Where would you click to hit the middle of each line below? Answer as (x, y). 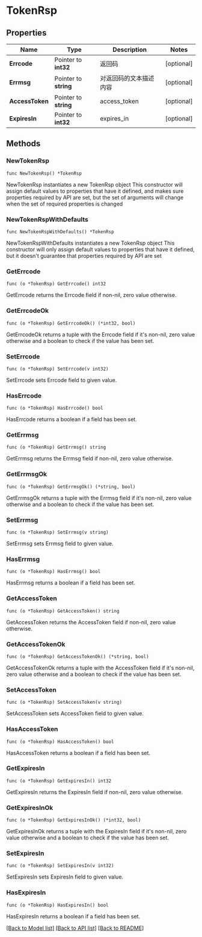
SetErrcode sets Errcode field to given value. (62, 380)
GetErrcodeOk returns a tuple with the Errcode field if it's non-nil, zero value (101, 334)
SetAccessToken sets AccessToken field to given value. (75, 713)
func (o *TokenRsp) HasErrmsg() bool (54, 572)
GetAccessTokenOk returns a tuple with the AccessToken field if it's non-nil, (100, 668)
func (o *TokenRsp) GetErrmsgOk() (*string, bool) (71, 487)
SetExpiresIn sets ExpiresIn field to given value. (65, 877)
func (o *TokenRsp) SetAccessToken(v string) (64, 703)
